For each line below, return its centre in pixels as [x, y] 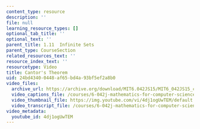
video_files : [22, 84]
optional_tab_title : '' [36, 34]
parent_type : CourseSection [41, 51]
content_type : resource [36, 12]
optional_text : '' [29, 39]
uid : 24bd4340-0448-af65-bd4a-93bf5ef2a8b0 [61, 78]
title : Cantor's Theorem [37, 73]
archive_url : [28, 89]
